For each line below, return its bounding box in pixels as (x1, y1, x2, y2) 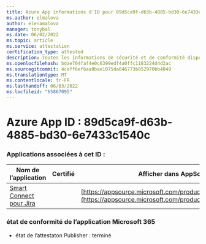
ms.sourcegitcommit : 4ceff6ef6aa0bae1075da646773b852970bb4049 (6, 66, 172, 72)
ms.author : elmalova (6, 15, 59, 21)
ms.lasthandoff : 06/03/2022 (6, 83, 78, 90)
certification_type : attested (6, 49, 84, 55)
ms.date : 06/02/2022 (6, 32, 59, 38)
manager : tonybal (6, 26, 51, 32)
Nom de (16, 166, 40, 175)
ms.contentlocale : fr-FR (6, 77, 70, 83)
